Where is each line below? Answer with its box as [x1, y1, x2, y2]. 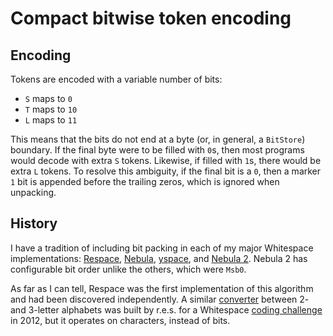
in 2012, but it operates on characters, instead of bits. [10, 314, 231, 326]
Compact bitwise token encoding [10, 7, 292, 30]
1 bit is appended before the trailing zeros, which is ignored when [10, 176, 280, 187]
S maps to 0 [24, 93, 73, 104]
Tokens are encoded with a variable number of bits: [10, 73, 223, 85]
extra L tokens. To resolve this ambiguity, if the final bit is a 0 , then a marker [10, 165, 322, 177]
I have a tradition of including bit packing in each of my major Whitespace [10, 242, 314, 254]
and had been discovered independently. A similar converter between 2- [10, 293, 310, 305]
